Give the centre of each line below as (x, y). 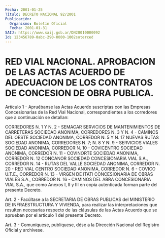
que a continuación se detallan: (37, 117)
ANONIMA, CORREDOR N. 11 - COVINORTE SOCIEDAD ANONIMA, (72, 153)
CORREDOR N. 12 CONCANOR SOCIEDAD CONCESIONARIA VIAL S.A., (77, 158)
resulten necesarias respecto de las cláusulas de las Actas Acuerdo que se (81, 210)
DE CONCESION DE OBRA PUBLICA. (79, 93)
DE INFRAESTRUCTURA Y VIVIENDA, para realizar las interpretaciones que (81, 204)
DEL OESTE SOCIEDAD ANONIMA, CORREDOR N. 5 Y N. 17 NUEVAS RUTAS (82, 137)
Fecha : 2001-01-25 (24, 10)
